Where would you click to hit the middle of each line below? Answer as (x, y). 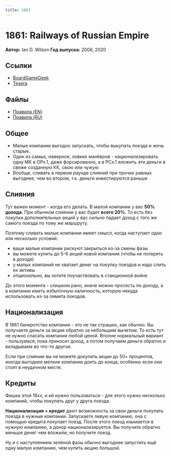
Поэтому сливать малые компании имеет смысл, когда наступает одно (84, 233)
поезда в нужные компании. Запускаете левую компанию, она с (76, 416)
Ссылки (19, 65)
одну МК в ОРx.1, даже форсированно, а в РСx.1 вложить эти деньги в (89, 162)
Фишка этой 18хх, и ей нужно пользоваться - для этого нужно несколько (85, 396)
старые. (21, 151)
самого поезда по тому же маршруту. (47, 223)
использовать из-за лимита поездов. (46, 296)
